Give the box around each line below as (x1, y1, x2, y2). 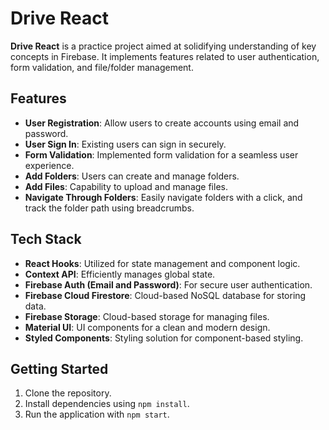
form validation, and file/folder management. (10, 61, 194, 73)
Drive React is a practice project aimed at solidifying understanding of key (10, 40, 317, 52)
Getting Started (10, 360, 109, 377)
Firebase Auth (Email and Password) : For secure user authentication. (24, 278, 313, 291)
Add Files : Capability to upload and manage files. (24, 180, 228, 192)
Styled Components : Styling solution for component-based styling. (24, 332, 304, 344)
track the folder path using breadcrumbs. (24, 202, 195, 214)
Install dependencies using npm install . (24, 398, 190, 410)
